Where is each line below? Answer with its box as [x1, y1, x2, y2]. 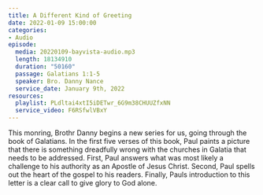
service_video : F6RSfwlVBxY [15, 107, 108, 115]
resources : [8, 92, 44, 100]
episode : [8, 41, 37, 49]
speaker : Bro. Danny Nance [15, 77, 104, 85]
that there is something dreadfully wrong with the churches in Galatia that [8, 145, 246, 154]
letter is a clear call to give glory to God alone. [8, 178, 157, 187]
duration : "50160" [15, 63, 76, 71]
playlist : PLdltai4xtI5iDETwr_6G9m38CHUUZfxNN [15, 99, 171, 107]
